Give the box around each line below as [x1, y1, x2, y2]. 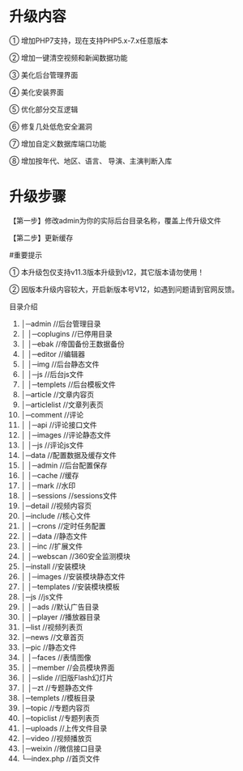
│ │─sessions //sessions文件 [20, 490, 117, 500]
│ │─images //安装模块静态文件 [20, 571, 126, 581]
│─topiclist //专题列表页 [20, 713, 100, 722]
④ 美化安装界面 [9, 87, 64, 97]
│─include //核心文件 [20, 510, 92, 520]
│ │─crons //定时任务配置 [20, 521, 106, 531]
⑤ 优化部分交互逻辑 [9, 104, 79, 114]
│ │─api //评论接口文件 [20, 420, 98, 430]
